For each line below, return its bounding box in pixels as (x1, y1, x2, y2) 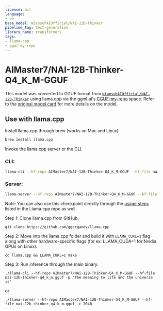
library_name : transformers (5, 30, 62, 35)
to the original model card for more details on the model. (5, 101, 118, 107)
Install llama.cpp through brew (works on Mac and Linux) (5, 128, 119, 134)
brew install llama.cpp (5, 137, 53, 142)
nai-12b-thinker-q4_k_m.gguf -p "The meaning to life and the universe (5, 275, 153, 280)
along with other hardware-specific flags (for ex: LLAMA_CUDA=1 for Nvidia (5, 238, 157, 244)
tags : (5, 35, 16, 39)
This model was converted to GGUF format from (5, 90, 101, 96)
